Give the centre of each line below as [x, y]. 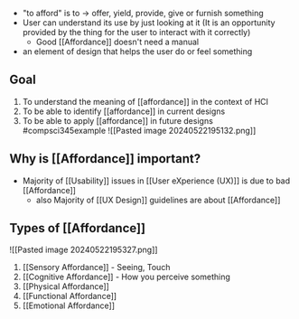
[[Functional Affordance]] [70, 296]
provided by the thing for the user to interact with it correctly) [136, 32]
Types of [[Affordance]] [78, 228]
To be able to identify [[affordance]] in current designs [124, 111]
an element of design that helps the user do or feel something [137, 52]
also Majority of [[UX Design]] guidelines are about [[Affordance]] [158, 200]
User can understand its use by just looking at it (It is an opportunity [149, 23]
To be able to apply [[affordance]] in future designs [118, 120]
